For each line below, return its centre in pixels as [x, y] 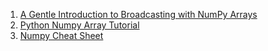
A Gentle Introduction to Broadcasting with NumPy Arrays [138, 14]
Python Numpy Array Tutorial [79, 25]
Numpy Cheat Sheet [61, 35]
